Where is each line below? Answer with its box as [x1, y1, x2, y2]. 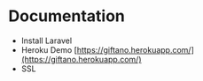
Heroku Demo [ [20, 44, 77, 55]
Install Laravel [20, 35, 73, 46]
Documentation [8, 6, 126, 26]
